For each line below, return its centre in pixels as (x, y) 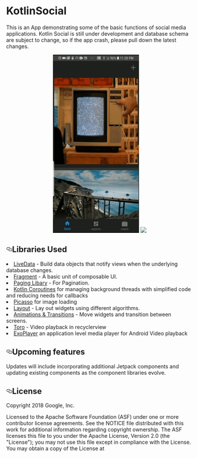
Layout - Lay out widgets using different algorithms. (77, 308)
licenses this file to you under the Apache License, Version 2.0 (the (88, 436)
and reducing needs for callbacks (47, 295)
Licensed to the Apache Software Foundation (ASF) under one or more (93, 417)
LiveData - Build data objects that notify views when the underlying (96, 264)
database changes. (30, 270)
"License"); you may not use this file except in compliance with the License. (99, 442)
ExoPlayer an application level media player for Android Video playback (101, 333)
